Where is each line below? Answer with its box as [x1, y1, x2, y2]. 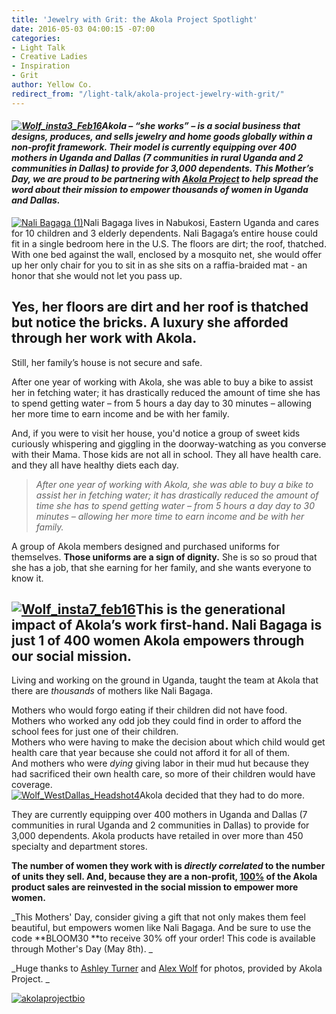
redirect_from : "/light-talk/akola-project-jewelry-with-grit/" [11, 89, 285, 99]
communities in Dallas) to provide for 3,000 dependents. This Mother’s [11, 162, 314, 175]
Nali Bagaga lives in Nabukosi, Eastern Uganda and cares [82, 216, 319, 228]
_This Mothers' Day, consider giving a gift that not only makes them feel [11, 911, 306, 923]
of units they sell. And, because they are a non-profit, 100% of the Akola [11, 871, 318, 883]
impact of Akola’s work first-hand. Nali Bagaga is [11, 617, 323, 634]
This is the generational [135, 601, 286, 618]
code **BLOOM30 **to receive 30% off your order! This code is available [11, 932, 316, 945]
